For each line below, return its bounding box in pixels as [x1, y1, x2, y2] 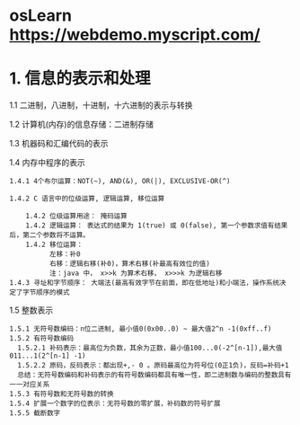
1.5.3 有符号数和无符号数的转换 [9, 390, 114, 399]
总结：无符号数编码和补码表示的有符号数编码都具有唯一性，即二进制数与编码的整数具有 [17, 370, 292, 380]
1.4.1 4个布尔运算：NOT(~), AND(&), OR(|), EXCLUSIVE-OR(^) [9, 177, 231, 186]
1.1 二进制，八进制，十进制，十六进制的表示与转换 [9, 100, 193, 111]
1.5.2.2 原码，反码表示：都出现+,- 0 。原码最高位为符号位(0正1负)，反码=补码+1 [17, 361, 289, 370]
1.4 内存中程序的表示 [9, 157, 85, 168]
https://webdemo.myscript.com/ [9, 24, 260, 45]
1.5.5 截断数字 [9, 409, 61, 418]
